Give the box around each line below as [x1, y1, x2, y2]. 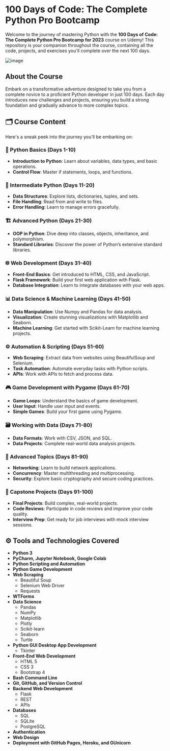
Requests [20, 588, 40, 594]
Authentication [12, 729, 46, 735]
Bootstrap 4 [20, 669, 45, 675]
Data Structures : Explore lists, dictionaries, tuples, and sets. [12, 193, 139, 200]
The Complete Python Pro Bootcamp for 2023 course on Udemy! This [5, 37, 154, 43]
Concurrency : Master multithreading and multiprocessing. [12, 470, 135, 476]
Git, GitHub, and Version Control [12, 680, 82, 686]
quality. [12, 511, 29, 517]
